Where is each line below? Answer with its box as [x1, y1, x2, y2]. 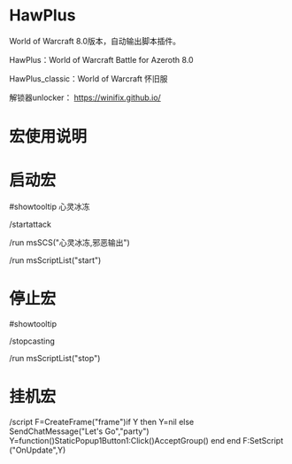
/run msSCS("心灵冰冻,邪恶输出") [9, 237, 130, 248]
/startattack [9, 219, 51, 230]
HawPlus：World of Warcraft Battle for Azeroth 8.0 [9, 54, 194, 65]
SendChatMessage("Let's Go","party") [9, 426, 150, 437]
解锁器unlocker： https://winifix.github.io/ [9, 92, 161, 103]
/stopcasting [9, 336, 56, 346]
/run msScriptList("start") [9, 255, 102, 266]
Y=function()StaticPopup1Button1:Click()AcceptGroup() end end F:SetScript [9, 435, 284, 445]
